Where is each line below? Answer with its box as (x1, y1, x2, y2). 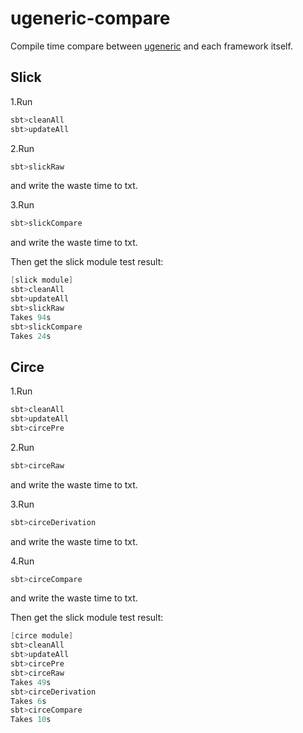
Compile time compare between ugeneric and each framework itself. (10, 40, 293, 52)
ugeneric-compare (10, 7, 171, 30)
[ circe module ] (10, 631, 74, 641)
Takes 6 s (10, 696, 47, 706)
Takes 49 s (10, 677, 52, 687)
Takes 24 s (10, 331, 52, 341)
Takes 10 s (10, 715, 52, 725)
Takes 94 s (10, 312, 52, 322)
